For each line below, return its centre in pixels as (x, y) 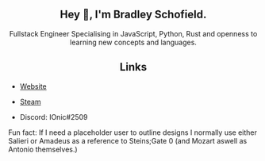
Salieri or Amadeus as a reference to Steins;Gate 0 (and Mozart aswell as (128, 140)
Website (33, 86)
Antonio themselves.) (43, 149)
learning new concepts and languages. (133, 42)
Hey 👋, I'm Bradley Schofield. (133, 15)
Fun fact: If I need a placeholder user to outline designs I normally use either (133, 132)
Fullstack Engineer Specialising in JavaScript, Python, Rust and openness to (133, 33)
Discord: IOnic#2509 (54, 117)
